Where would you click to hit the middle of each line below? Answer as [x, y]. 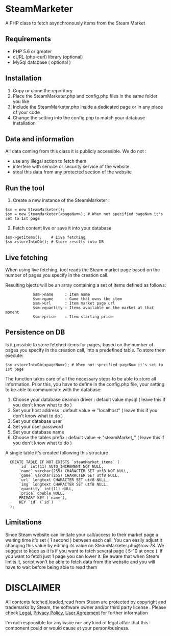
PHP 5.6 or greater [32, 51]
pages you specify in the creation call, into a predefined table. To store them [86, 350]
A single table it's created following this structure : [58, 452]
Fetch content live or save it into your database [62, 228]
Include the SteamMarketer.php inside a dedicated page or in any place [88, 107]
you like [21, 101]
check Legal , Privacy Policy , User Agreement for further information [77, 613]
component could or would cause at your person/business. [67, 628]
